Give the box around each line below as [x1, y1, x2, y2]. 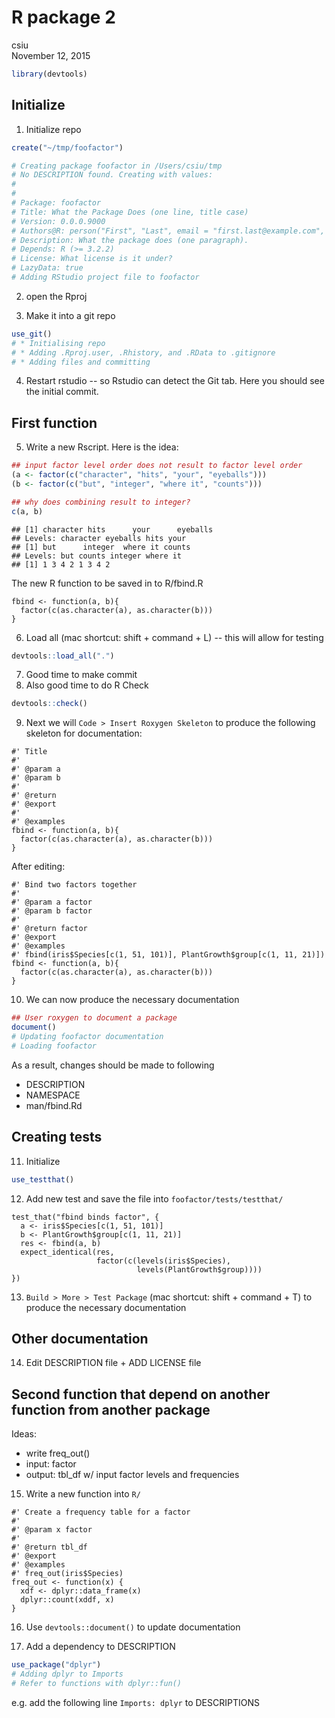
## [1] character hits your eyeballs [11, 524, 214, 535]
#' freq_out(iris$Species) [11, 1569, 124, 1579]
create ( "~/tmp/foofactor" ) [11, 142, 124, 153]
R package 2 [11, 6, 116, 29]
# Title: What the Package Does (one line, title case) [11, 207, 249, 217]
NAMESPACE [25, 1089, 81, 1101]
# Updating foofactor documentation [11, 1032, 164, 1042]
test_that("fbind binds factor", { [11, 1212, 160, 1222]
